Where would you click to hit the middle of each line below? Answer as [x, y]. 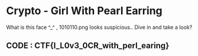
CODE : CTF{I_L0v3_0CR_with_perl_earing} [88, 46]
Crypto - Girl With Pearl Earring [84, 11]
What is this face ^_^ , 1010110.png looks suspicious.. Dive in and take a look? [99, 27]
